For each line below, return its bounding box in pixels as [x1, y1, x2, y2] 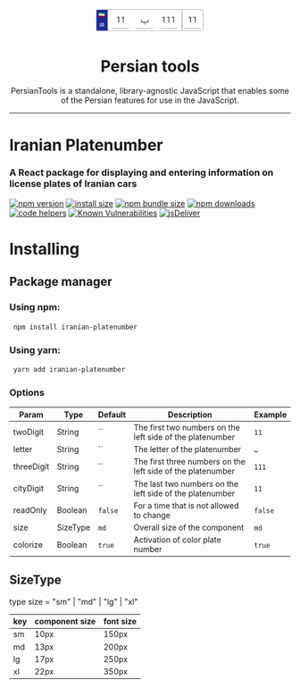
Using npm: [9, 301, 61, 314]
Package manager [9, 274, 112, 289]
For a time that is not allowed [133, 499, 239, 511]
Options [9, 386, 45, 399]
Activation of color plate [133, 534, 221, 545]
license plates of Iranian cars [9, 178, 137, 190]
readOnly [12, 505, 47, 516]
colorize [12, 539, 43, 550]
